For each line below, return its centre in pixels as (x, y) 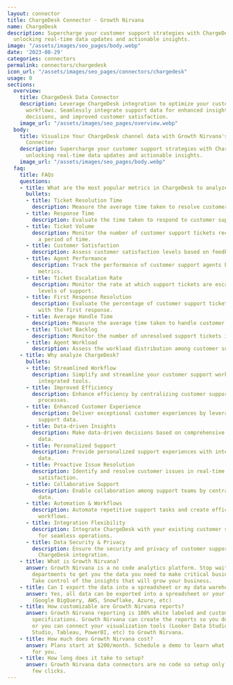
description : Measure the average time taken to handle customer (129, 323)
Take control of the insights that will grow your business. (122, 581)
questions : (35, 181)
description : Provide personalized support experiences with (122, 452)
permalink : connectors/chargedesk (57, 65)
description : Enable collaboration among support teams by (119, 491)
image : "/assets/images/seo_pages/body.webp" (74, 46)
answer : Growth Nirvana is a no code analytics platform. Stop (119, 568)
